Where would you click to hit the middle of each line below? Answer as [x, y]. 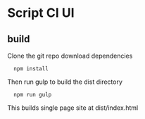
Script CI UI [41, 13]
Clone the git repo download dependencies [70, 56]
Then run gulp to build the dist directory [65, 82]
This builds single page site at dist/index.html [73, 108]
